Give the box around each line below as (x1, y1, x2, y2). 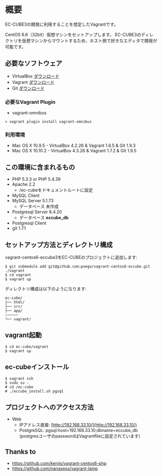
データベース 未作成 (19, 204, 59, 209)
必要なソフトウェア (5, 59, 62, 68)
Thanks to (5, 447, 36, 456)
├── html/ (5, 300, 25, 304)
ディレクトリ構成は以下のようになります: (5, 286, 87, 291)
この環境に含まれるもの (5, 163, 75, 171)
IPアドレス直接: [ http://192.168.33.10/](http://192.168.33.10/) (19, 422, 137, 428)
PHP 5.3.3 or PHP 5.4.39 (12, 176, 61, 182)
